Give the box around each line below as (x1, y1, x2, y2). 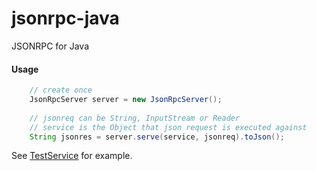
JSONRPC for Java (11, 40, 90, 52)
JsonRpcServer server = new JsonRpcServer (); (29, 95, 223, 105)
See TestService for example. (11, 150, 133, 162)
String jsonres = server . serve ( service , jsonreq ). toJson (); (29, 132, 285, 142)
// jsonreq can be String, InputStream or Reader (29, 113, 241, 123)
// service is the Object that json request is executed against (29, 122, 308, 132)
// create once (29, 85, 93, 96)
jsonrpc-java (11, 7, 120, 30)
